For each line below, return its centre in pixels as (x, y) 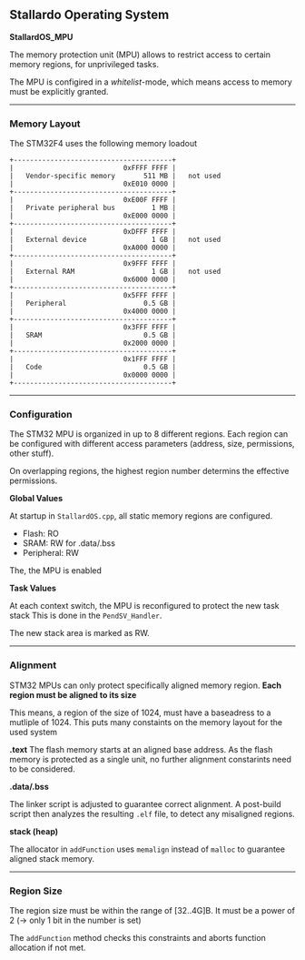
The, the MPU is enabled (56, 571)
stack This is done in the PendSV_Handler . (86, 616)
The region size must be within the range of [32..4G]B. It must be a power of (152, 910)
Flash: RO (40, 534)
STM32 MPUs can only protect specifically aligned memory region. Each (146, 685)
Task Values (33, 588)
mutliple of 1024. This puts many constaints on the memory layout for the (146, 722)
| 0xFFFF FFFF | (93, 168)
